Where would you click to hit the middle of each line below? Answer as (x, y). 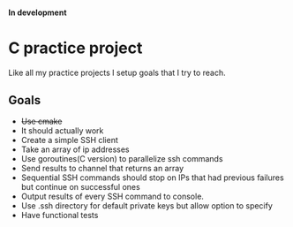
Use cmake (41, 121)
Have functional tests (60, 216)
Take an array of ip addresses (75, 149)
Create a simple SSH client (69, 140)
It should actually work (62, 131)
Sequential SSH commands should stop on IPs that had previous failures (152, 178)
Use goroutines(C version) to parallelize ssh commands (122, 159)
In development (38, 12)
